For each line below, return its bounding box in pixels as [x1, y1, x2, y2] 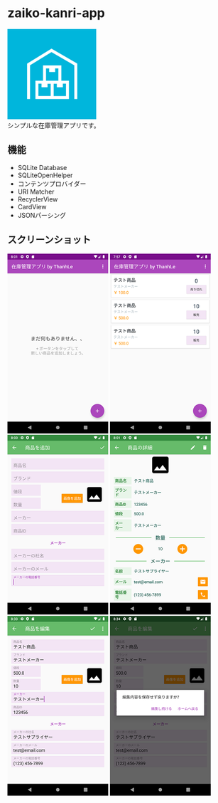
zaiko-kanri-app [7, 5, 105, 21]
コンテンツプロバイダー [17, 179, 87, 188]
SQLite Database [17, 163, 67, 172]
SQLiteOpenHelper [17, 171, 73, 179]
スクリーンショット [7, 233, 91, 246]
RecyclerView [17, 194, 58, 204]
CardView [17, 202, 47, 211]
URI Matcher [17, 187, 55, 196]
